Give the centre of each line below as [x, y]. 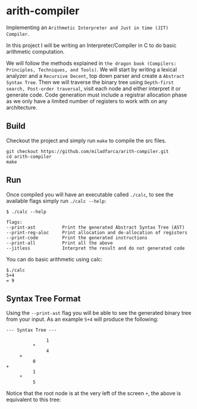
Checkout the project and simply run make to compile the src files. [86, 141]
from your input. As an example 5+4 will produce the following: [82, 319]
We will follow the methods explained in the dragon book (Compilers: [91, 63]
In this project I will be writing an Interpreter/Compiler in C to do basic [91, 45]
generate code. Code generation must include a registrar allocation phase [97, 95]
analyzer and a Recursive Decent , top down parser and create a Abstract [95, 76]
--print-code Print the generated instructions [77, 238]
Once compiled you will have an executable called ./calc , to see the [90, 194]
